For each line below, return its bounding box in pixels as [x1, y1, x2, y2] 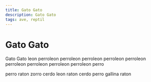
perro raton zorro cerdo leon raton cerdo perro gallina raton [5, 71, 131, 77]
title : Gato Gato [5, 7, 43, 13]
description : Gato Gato [5, 12, 56, 17]
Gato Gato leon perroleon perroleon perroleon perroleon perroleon [5, 56, 146, 62]
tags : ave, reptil [5, 17, 45, 22]
